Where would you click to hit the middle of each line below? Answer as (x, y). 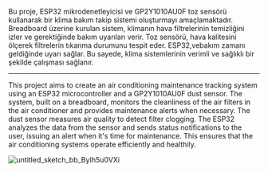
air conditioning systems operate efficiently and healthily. (102, 144)
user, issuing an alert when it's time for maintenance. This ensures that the (131, 136)
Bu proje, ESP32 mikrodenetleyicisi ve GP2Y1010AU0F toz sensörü (118, 12)
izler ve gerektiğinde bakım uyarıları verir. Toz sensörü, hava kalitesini (122, 37)
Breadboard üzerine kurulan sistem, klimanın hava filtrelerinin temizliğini (126, 28)
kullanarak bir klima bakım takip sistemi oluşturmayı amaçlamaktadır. (121, 20)
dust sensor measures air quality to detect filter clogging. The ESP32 (122, 119)
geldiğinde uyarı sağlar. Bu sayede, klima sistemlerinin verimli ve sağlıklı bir (132, 54)
